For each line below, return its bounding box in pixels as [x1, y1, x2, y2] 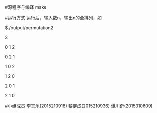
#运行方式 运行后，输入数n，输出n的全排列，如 [5, 15, 102, 21]
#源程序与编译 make [5, 4, 47, 10]
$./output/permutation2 [5, 25, 54, 31]
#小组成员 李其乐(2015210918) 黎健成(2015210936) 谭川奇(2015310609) [5, 103, 153, 109]
